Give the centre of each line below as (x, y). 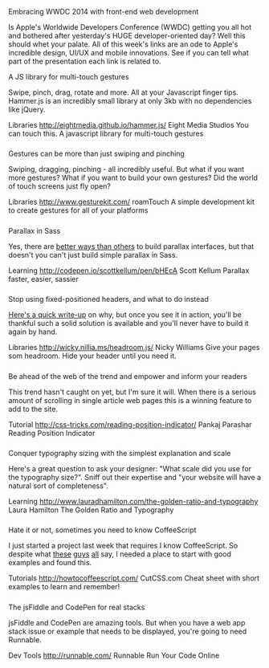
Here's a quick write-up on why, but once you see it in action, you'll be (125, 315)
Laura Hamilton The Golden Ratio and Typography (91, 510)
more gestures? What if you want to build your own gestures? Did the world (133, 178)
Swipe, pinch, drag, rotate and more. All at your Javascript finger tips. (123, 92)
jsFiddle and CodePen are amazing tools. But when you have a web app (127, 622)
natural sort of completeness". (58, 486)
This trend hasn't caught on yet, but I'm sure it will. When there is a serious (132, 392)
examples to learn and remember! (64, 587)
